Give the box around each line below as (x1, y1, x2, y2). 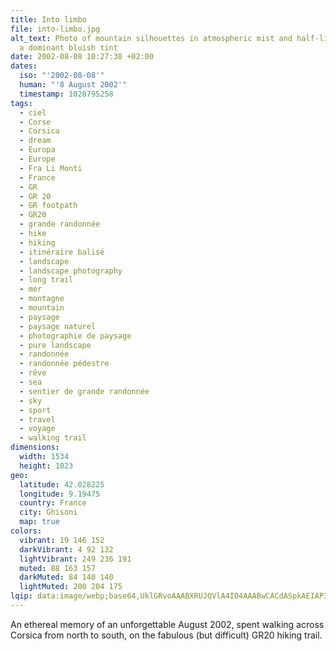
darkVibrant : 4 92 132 (19, 544, 114, 555)
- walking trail (19, 433, 87, 443)
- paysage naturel (19, 321, 97, 331)
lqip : (10, 591, 33, 601)
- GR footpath (19, 201, 78, 211)
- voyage (19, 424, 56, 434)
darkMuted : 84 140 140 (19, 572, 114, 583)
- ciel (19, 107, 47, 118)
